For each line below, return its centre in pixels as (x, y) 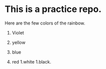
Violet (18, 32)
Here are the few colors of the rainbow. (45, 23)
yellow (18, 42)
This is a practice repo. (53, 9)
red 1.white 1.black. (31, 61)
